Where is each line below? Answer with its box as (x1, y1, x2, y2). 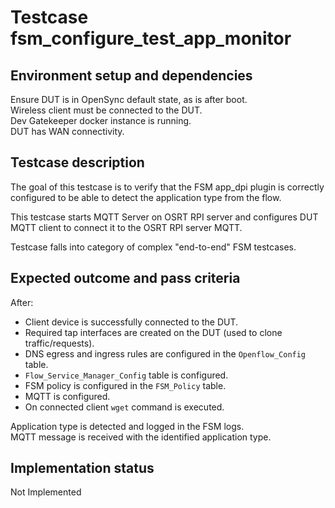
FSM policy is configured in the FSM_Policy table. (24, 379, 227, 391)
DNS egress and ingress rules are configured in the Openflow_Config (24, 347, 307, 360)
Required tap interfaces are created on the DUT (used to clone (24, 326, 283, 338)
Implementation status (10, 460, 155, 477)
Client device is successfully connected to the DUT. (24, 316, 239, 328)
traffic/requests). (24, 337, 95, 349)
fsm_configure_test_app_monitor (10, 27, 292, 50)
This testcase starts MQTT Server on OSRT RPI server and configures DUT (10, 211, 319, 223)
